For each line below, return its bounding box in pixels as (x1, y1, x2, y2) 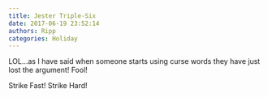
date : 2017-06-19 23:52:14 (8, 19, 100, 27)
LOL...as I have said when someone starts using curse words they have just (8, 57, 261, 66)
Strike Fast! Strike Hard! (8, 81, 88, 91)
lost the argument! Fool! (8, 65, 88, 75)
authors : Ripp (8, 27, 57, 35)
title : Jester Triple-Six (8, 11, 96, 20)
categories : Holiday (8, 34, 79, 43)
